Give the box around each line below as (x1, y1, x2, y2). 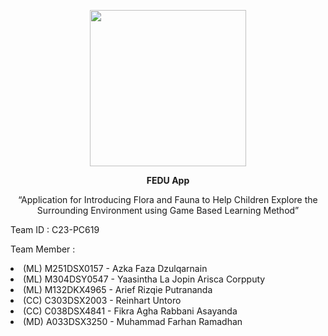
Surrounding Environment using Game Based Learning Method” (36, 205, 300, 216)
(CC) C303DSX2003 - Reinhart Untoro (23, 295, 182, 306)
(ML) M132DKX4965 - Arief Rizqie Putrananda (23, 284, 213, 295)
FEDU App (146, 175, 190, 186)
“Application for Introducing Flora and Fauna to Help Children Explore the (18, 194, 318, 205)
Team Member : (10, 243, 76, 255)
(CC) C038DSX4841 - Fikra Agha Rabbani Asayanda (23, 305, 238, 317)
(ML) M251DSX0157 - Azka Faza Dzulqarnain (23, 263, 208, 274)
